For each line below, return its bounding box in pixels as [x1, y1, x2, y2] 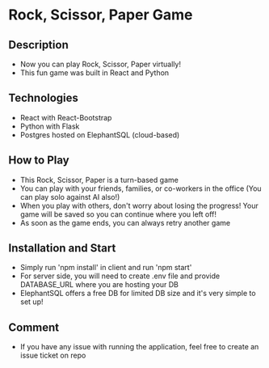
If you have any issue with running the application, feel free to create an [19, 342, 259, 352]
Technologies [8, 91, 79, 105]
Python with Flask [19, 121, 80, 131]
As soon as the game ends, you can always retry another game [19, 218, 231, 227]
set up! [19, 297, 44, 307]
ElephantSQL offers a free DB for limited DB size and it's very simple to [19, 289, 256, 298]
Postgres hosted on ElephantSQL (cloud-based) [19, 129, 180, 139]
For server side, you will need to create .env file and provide [19, 271, 221, 281]
